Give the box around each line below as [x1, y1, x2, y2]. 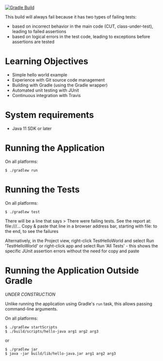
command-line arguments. [5, 306, 58, 312]
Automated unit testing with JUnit [12, 87, 79, 93]
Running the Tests [5, 184, 80, 195]
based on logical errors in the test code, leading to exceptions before [12, 34, 150, 39]
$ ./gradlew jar [5, 347, 38, 352]
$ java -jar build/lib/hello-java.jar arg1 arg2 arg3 [5, 351, 116, 356]
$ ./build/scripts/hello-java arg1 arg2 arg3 [5, 329, 98, 334]
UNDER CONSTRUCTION [5, 291, 56, 297]
